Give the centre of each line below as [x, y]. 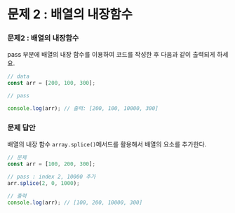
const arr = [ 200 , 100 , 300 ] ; [52, 83]
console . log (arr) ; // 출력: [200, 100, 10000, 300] [83, 109]
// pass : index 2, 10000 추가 [52, 177]
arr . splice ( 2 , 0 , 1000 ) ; [43, 183]
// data [19, 77]
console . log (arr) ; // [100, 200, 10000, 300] [75, 202]
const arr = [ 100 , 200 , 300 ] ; [52, 164]
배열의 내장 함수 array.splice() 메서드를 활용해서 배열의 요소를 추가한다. [107, 144]
